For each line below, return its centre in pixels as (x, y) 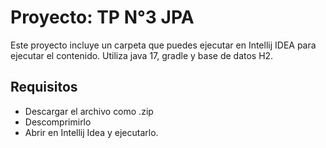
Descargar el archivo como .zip (89, 111)
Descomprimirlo (58, 122)
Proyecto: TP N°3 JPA (102, 17)
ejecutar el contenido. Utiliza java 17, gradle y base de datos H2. (142, 55)
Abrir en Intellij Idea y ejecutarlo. (91, 132)
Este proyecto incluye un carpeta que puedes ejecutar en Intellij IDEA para (163, 45)
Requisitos (44, 87)
